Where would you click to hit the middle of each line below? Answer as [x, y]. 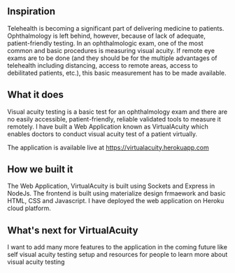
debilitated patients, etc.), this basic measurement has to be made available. [117, 73]
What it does [36, 95]
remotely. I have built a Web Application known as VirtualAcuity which [108, 126]
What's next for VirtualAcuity [73, 230]
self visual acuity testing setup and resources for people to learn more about [117, 255]
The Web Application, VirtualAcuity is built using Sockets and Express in [111, 186]
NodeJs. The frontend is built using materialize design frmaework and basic [116, 193]
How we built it [40, 169]
